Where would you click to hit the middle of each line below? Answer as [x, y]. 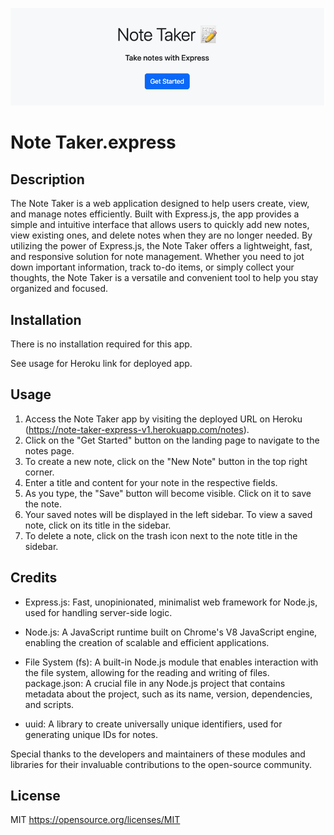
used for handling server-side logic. [98, 612]
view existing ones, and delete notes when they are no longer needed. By [161, 235]
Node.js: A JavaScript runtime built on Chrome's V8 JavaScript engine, [171, 632]
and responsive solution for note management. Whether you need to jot [157, 257]
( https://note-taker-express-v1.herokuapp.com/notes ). [137, 429]
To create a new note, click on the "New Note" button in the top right [166, 461]
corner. [39, 472]
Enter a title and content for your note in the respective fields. [151, 482]
